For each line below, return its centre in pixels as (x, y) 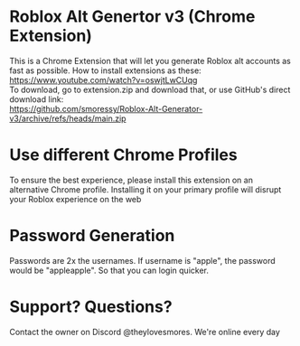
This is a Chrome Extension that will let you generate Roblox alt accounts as (150, 61)
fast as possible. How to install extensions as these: (105, 70)
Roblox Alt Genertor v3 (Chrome (132, 17)
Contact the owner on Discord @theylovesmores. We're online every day (145, 332)
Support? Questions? (91, 307)
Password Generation (92, 236)
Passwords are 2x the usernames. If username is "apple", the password (142, 260)
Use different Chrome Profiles (123, 155)
